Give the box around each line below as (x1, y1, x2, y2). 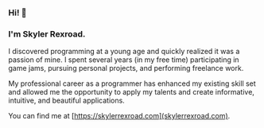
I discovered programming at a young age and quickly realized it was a (8, 47, 240, 56)
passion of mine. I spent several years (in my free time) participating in (8, 55, 240, 64)
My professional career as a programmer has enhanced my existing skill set (8, 79, 256, 88)
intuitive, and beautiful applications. (8, 95, 125, 106)
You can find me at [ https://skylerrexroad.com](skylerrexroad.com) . (8, 111, 231, 121)
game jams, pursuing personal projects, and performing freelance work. (8, 64, 244, 73)
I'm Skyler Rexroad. (8, 28, 86, 39)
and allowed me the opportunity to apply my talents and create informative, (8, 87, 254, 97)
